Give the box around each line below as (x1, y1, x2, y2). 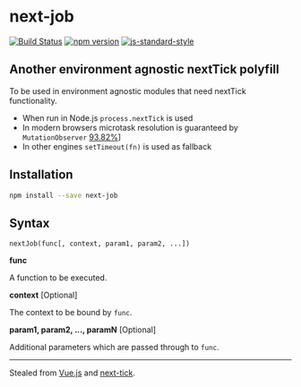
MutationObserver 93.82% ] (21, 132, 122, 142)
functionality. (9, 95, 58, 106)
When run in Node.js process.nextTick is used (21, 112, 193, 123)
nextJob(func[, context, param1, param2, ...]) (9, 239, 191, 248)
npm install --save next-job (9, 191, 118, 200)
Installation (9, 168, 73, 183)
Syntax (9, 215, 50, 230)
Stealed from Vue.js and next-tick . (9, 367, 136, 378)
